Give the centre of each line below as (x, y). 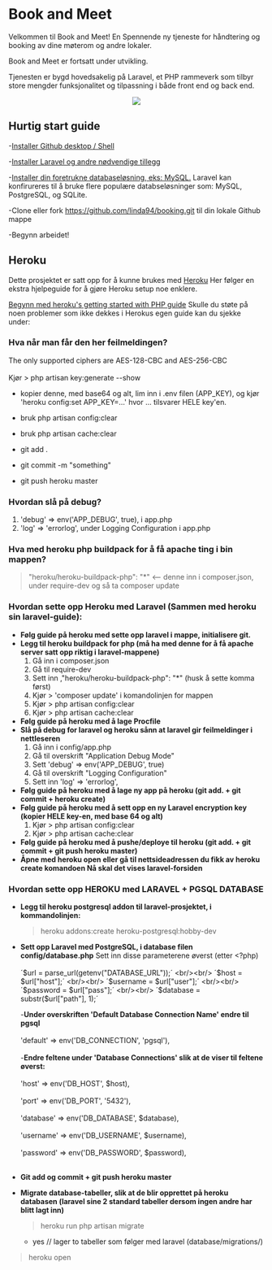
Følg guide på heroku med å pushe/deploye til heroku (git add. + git (136, 842)
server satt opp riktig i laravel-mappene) (90, 652)
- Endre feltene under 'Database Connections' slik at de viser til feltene (142, 1058)
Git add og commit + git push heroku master (96, 1177)
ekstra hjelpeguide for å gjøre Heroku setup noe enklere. (103, 289)
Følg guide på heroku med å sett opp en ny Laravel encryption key (134, 807)
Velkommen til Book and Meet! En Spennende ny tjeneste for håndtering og (134, 37)
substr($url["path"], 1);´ (59, 999)
